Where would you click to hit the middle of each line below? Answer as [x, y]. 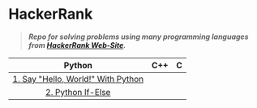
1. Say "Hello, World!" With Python [78, 79]
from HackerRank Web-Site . [77, 45]
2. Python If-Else [78, 92]
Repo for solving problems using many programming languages [138, 37]
